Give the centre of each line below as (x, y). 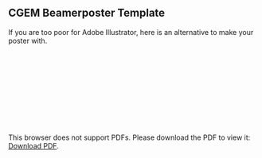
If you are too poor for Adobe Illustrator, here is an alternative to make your (131, 32)
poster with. (28, 40)
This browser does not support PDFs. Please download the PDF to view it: (129, 137)
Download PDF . (34, 145)
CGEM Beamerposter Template (87, 13)
